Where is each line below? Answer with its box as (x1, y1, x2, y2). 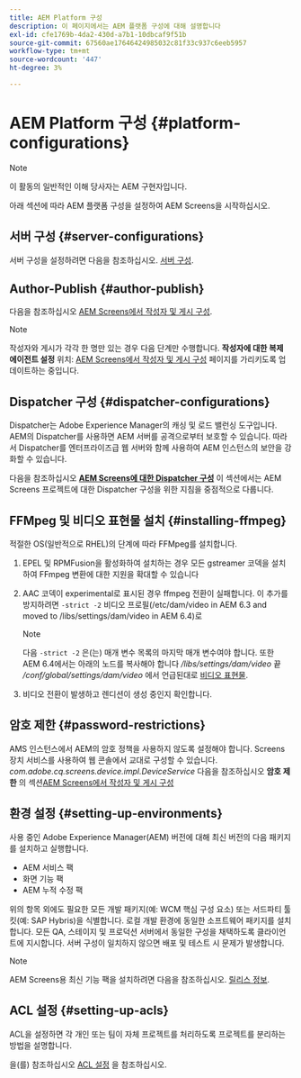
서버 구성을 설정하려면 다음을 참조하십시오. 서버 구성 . (9, 254, 194, 266)
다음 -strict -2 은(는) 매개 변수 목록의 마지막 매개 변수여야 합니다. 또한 (22, 648, 275, 658)
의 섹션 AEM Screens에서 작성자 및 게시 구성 (18, 776, 174, 788)
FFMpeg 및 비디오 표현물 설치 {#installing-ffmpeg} (9, 512, 288, 528)
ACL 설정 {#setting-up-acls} (9, 1003, 169, 1019)
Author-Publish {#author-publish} (9, 281, 205, 297)
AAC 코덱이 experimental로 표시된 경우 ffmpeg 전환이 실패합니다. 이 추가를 (22, 588, 289, 599)
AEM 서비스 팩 (22, 862, 74, 873)
